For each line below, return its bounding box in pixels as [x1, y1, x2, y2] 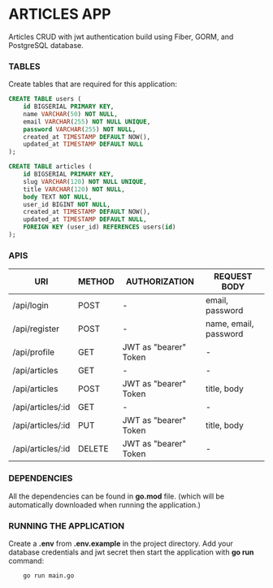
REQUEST [214, 271, 253, 282]
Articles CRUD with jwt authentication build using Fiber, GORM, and [8, 32, 234, 41]
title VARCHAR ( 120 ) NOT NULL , [23, 185, 126, 194]
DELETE [78, 443, 109, 455]
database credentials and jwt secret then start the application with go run [8, 547, 254, 557]
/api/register [12, 323, 59, 334]
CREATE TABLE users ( [8, 95, 82, 103]
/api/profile [12, 346, 55, 358]
